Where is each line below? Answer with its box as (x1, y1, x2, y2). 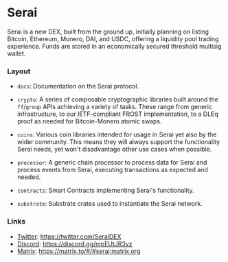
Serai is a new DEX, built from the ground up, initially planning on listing (7, 27, 209, 36)
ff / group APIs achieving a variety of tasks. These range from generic (16, 103, 213, 111)
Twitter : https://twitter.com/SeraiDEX (16, 232, 122, 241)
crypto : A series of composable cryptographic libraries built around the (16, 95, 218, 104)
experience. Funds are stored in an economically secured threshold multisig (7, 42, 222, 50)
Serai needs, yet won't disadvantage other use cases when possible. (16, 145, 212, 154)
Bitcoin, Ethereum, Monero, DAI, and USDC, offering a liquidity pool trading (7, 34, 219, 43)
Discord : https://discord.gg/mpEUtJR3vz (16, 239, 133, 248)
